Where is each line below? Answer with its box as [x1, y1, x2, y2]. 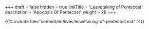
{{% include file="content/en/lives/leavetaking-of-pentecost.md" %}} [5, 19, 145, 24]
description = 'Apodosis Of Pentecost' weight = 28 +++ [5, 9, 116, 15]
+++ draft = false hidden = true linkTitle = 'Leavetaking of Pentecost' [5, 4, 143, 10]
